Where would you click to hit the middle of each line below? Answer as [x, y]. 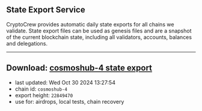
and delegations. [27, 43]
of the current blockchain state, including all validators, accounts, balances [99, 37]
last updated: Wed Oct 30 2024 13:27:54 [65, 82]
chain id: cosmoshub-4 [41, 89]
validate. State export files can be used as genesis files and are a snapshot [99, 31]
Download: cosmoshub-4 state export [79, 68]
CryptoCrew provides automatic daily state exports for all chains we [90, 24]
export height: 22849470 [44, 95]
